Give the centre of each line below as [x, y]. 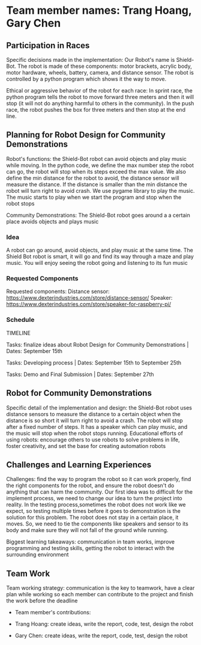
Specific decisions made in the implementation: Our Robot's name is [91, 60]
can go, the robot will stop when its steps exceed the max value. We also [96, 171]
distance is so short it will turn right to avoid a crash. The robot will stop [94, 420]
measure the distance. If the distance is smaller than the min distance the [97, 184]
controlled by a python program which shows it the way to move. [86, 79]
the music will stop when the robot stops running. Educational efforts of [94, 433]
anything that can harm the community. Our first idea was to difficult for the [100, 492]
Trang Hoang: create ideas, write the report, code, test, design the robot [104, 624]
